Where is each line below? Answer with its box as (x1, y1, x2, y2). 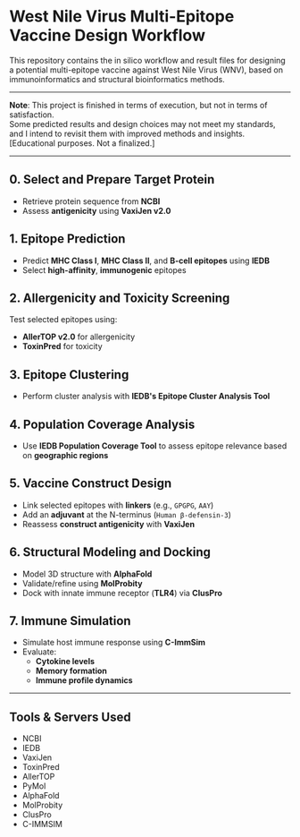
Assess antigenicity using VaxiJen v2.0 (21, 205, 171, 216)
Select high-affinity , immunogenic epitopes (21, 264, 187, 275)
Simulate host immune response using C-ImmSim (21, 637, 205, 648)
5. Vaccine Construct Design (9, 476, 172, 491)
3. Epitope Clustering (9, 367, 129, 382)
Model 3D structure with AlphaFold (21, 568, 153, 579)
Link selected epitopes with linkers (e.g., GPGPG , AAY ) (21, 500, 214, 510)
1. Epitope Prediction (9, 231, 126, 247)
